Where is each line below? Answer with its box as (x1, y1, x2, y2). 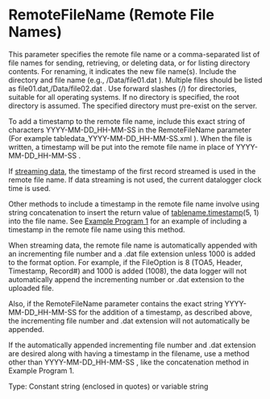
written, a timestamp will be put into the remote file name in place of (8, 142, 235, 152)
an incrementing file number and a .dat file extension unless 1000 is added (8, 248, 256, 259)
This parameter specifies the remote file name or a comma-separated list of (8, 49, 260, 59)
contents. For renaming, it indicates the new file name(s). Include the (8, 66, 237, 76)
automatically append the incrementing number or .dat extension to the (8, 274, 245, 284)
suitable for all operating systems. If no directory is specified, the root (8, 92, 240, 102)
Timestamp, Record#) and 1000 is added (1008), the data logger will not (8, 266, 247, 276)
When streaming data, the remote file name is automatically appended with (8, 240, 258, 250)
